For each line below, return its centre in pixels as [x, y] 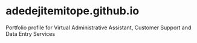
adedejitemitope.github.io [73, 11]
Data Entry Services [31, 33]
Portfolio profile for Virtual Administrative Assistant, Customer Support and [98, 27]
